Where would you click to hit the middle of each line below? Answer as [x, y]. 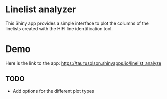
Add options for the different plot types [53, 91]
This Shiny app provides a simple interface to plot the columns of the [77, 23]
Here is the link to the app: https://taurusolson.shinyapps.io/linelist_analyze [83, 63]
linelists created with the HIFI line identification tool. [59, 28]
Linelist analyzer [41, 9]
